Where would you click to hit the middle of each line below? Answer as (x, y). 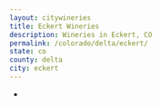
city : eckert (34, 69)
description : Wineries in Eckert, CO (81, 34)
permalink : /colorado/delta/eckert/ (79, 43)
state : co (28, 52)
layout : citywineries (50, 18)
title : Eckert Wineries (55, 26)
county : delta (36, 60)
